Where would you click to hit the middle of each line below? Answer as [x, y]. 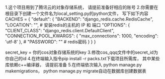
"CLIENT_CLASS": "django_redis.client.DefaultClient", [60, 31]
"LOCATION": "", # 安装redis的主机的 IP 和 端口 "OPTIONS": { [68, 25]
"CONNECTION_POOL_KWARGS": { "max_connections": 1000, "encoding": [82, 36]
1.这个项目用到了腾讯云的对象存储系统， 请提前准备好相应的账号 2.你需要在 [82, 7]
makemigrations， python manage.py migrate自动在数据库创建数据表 [76, 71]
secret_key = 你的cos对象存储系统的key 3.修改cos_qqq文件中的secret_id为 [82, 52]
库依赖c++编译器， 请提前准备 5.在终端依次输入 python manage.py [74, 65]
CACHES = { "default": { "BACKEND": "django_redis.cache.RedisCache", [79, 19]
